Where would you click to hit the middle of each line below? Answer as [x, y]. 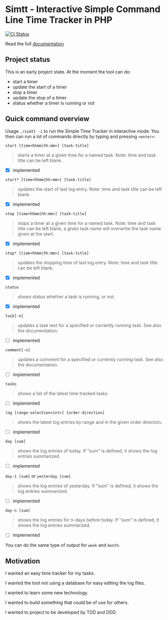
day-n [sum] [18, 511]
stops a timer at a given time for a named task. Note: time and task [87, 223]
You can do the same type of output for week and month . [63, 545]
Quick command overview [47, 119]
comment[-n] [18, 350]
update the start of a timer [40, 87]
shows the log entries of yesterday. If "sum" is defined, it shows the [88, 486]
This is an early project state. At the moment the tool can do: [68, 72]
